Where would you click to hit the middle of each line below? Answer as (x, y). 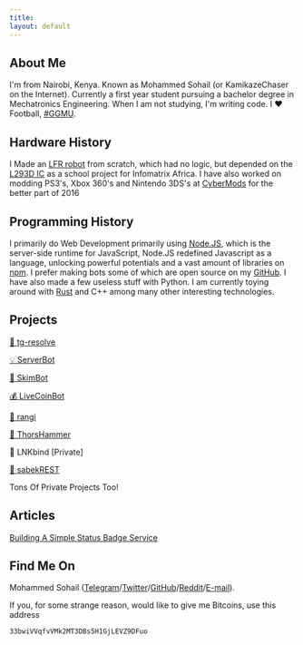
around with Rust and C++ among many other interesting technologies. (142, 291)
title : (22, 18)
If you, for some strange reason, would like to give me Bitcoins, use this (143, 605)
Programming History (72, 222)
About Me (38, 63)
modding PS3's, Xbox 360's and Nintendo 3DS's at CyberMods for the (142, 183)
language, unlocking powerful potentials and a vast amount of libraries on (147, 262)
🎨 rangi (23, 416)
